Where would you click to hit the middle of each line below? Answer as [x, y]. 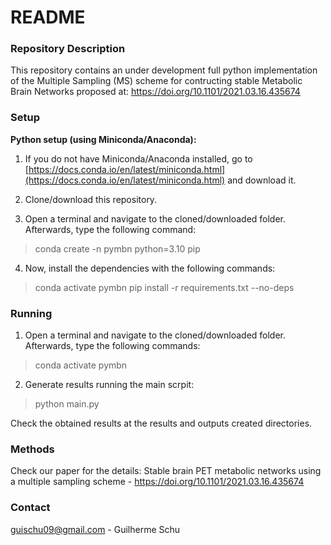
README [48, 17]
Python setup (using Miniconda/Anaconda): [103, 139]
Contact [30, 508]
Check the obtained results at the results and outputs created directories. [161, 423]
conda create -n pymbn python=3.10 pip [117, 248]
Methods [32, 449]
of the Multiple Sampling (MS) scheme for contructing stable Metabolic [156, 81]
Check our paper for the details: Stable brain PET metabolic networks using [166, 471]
